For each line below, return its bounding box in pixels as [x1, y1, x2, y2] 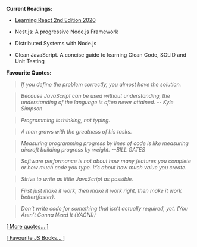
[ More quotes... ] [6, 223, 49, 230]
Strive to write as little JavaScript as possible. [20, 175, 134, 183]
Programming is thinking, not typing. [20, 116, 111, 123]
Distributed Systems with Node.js [14, 40, 97, 47]
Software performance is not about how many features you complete [20, 158, 192, 165]
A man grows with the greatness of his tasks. [20, 128, 132, 135]
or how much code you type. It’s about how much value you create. [20, 164, 187, 171]
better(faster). [20, 193, 55, 200]
